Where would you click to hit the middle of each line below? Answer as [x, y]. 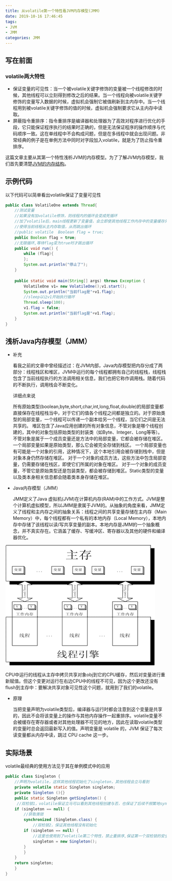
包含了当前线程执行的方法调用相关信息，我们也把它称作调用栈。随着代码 [89, 378]
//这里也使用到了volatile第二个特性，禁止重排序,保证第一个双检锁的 [97, 836]
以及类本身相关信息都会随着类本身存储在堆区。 [62, 477]
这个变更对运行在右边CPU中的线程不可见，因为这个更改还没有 [93, 681]
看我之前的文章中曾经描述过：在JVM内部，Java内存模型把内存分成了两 [88, 366]
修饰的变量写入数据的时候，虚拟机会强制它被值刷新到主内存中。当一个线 [89, 101]
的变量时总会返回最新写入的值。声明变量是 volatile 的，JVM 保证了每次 [88, 729]
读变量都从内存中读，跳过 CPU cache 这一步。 [62, 735]
